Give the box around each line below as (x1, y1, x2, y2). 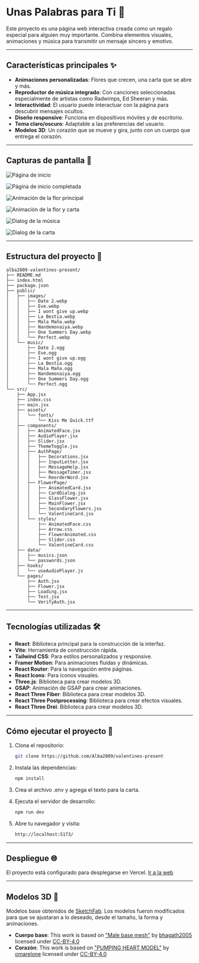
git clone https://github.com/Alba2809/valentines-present (14, 753, 164, 759)
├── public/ (6, 288, 36, 294)
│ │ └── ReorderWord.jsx (17, 474, 89, 481)
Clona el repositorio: (14, 742, 65, 749)
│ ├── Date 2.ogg (6, 345, 65, 351)
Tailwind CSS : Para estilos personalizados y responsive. (14, 653, 153, 660)
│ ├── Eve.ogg (6, 350, 57, 356)
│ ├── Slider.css (17, 537, 76, 543)
